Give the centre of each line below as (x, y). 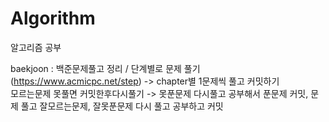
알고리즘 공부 (36, 47)
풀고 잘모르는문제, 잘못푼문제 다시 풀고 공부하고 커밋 (122, 106)
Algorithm (53, 18)
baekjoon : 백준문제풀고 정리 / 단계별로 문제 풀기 (105, 68)
